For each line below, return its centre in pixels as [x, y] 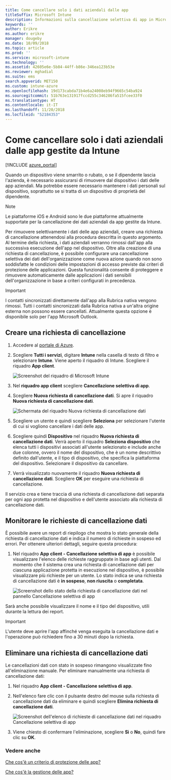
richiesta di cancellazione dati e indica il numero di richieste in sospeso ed [83, 538]
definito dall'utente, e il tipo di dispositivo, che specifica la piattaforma [86, 457]
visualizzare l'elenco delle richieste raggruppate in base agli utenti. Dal [87, 559]
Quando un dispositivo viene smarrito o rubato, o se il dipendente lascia [81, 175]
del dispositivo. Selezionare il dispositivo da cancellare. [70, 463]
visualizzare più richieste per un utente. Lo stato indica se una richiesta [87, 576]
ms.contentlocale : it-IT [32, 105]
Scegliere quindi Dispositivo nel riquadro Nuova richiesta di [76, 436]
